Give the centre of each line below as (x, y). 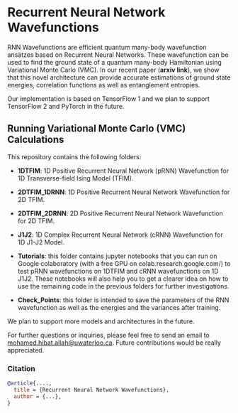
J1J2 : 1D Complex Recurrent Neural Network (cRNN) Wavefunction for (120, 235)
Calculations (36, 140)
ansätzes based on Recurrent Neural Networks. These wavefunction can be (118, 55)
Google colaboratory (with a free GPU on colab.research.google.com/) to (124, 263)
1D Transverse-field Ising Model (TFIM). (75, 178)
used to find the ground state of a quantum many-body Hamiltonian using (114, 62)
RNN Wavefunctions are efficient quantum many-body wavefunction (107, 47)
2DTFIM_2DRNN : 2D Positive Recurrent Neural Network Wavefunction (120, 213)
